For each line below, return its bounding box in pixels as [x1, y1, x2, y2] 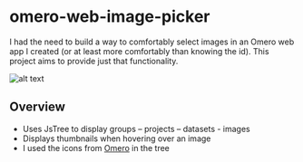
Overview [9, 100, 66, 115]
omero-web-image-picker [9, 6, 210, 27]
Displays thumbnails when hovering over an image [22, 133, 211, 144]
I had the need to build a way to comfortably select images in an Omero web [9, 36, 295, 47]
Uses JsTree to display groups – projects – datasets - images [22, 123, 251, 134]
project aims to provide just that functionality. [9, 55, 179, 66]
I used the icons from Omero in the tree [22, 142, 171, 153]
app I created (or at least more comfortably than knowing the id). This [9, 45, 269, 56]
